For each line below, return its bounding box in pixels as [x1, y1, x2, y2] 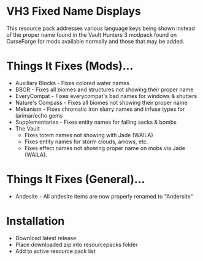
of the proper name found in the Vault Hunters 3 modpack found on [6, 31, 177, 38]
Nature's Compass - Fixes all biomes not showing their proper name [15, 99, 188, 106]
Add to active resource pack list [15, 247, 96, 255]
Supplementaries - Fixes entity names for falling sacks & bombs [15, 118, 177, 126]
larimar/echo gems [15, 112, 63, 119]
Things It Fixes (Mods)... [6, 59, 134, 73]
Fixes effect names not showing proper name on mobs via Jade [24, 144, 186, 151]
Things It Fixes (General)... [6, 173, 145, 186]
